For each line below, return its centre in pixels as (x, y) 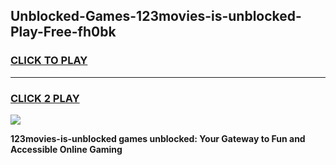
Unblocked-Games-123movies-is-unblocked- (156, 16)
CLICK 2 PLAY (45, 98)
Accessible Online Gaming (66, 149)
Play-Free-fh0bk (63, 32)
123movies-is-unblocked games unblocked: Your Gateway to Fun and (158, 138)
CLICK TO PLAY (49, 61)
